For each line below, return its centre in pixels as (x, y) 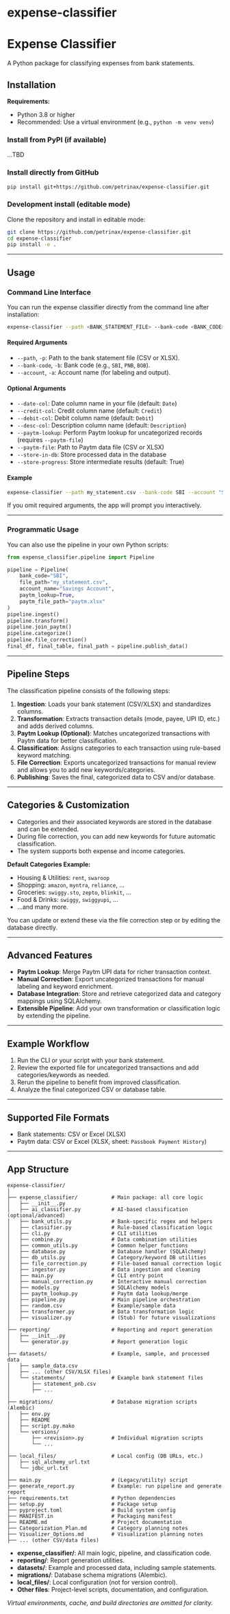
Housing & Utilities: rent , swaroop (63, 877)
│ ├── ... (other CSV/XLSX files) (59, 1372)
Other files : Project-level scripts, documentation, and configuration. (113, 1589)
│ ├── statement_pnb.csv (52, 1384)
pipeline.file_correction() (47, 640)
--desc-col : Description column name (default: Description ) (102, 425)
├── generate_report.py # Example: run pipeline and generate (115, 1486)
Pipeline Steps (38, 674)
